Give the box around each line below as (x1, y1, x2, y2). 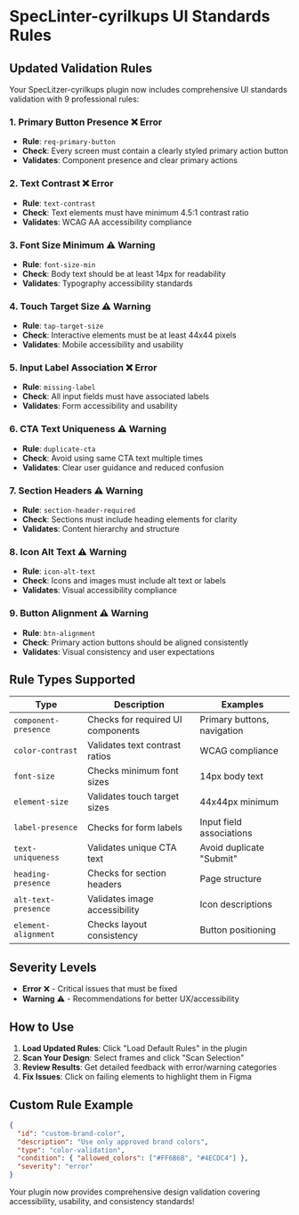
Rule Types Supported (9, 673, 136, 688)
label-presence (13, 822, 78, 833)
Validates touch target (87, 790, 180, 803)
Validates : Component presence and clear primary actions (21, 155, 238, 166)
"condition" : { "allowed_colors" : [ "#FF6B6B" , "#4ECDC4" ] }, (17, 1154, 249, 1163)
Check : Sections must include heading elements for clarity (21, 514, 238, 525)
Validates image (87, 893, 154, 905)
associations (199, 827, 253, 839)
